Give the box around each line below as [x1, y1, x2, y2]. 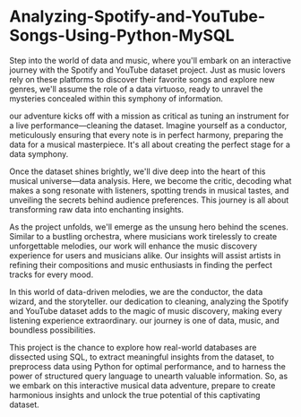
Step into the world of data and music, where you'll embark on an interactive [9, 55, 291, 65]
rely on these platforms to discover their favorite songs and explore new [9, 74, 275, 84]
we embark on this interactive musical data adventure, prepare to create [9, 379, 276, 391]
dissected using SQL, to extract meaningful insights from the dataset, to [9, 352, 275, 362]
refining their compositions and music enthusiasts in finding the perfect [9, 259, 273, 270]
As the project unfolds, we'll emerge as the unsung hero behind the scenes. [9, 222, 288, 232]
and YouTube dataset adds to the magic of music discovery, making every [9, 305, 282, 316]
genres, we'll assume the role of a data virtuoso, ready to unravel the [9, 83, 263, 94]
